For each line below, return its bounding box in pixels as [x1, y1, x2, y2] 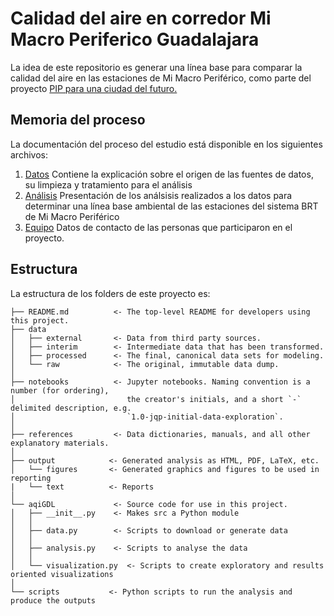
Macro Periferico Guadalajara [10, 28, 260, 51]
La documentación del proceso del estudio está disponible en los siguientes [10, 138, 323, 150]
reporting [10, 473, 52, 483]
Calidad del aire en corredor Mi [10, 7, 272, 30]
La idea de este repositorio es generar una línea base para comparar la [10, 61, 303, 73]
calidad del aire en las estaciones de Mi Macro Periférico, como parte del [10, 72, 312, 84]
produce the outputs [10, 595, 97, 606]
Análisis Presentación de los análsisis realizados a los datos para [24, 189, 293, 201]
